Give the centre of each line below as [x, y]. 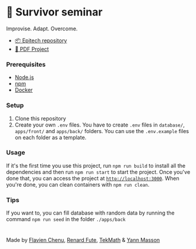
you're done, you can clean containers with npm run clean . [78, 184]
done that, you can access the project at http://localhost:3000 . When [93, 178]
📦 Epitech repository [41, 40]
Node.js [24, 77]
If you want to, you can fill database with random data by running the [91, 213]
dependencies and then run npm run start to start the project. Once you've [98, 172]
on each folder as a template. [50, 137]
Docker [24, 90]
